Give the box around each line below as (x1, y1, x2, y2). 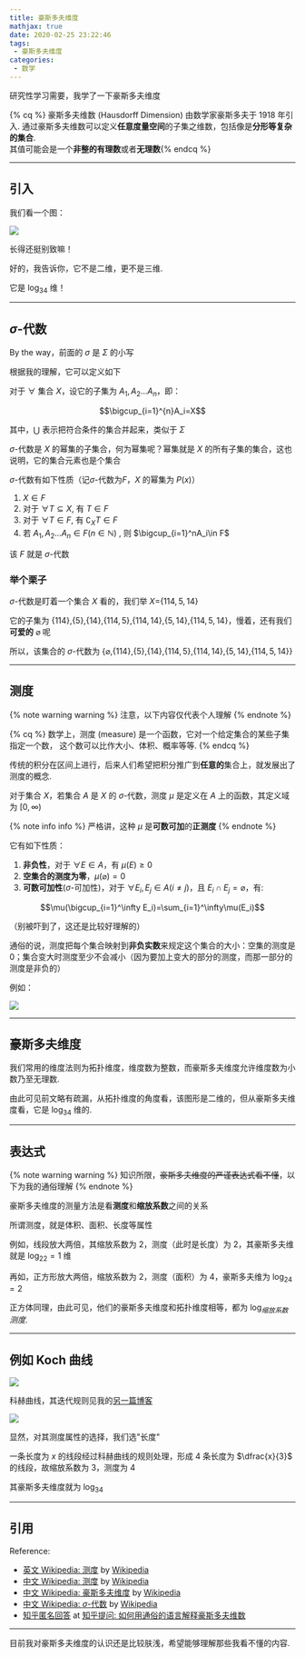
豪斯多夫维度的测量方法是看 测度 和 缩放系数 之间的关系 (9, 1201, 209, 1212)
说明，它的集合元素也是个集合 (9, 455, 121, 466)
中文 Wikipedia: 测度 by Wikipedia (22, 1575, 150, 1586)
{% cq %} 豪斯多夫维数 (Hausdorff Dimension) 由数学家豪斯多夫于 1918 (9, 109, 276, 120)
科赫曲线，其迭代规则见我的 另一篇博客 (9, 1395, 152, 1406)
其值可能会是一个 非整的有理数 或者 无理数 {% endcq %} (9, 143, 212, 155)
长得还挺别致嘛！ (9, 243, 74, 255)
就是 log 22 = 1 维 (9, 1251, 72, 1263)
